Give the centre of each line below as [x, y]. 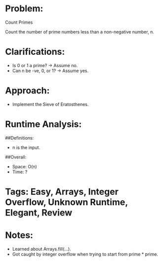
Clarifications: [35, 52]
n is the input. [26, 147]
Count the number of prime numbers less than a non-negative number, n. [80, 32]
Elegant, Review [39, 212]
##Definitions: [20, 138]
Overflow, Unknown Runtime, [66, 202]
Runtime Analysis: [43, 124]
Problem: [24, 9]
